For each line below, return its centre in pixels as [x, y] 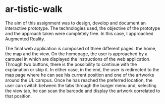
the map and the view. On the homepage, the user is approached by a [76, 54]
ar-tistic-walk [34, 9]
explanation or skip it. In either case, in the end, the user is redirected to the [82, 69]
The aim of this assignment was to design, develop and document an [76, 23]
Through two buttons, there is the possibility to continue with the [71, 64]
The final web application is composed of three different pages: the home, [81, 48]
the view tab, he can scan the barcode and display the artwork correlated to [82, 91]
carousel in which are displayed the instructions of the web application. [78, 59]
